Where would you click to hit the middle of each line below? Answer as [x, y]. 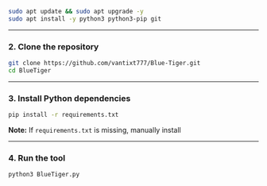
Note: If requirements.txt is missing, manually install [95, 130]
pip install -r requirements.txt [64, 115]
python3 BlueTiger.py [44, 175]
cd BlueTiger [30, 70]
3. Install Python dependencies [70, 98]
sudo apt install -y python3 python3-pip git [85, 19]
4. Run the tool [37, 157]
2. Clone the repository [54, 46]
